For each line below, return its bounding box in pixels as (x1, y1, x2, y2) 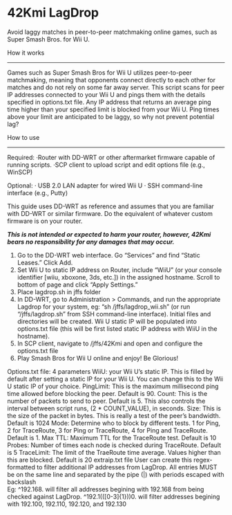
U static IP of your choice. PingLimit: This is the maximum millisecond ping (7, 382, 219, 390)
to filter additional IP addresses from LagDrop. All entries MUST (37, 462, 217, 471)
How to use (7, 133, 40, 141)
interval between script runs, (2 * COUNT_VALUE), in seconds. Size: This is (7, 404, 222, 413)
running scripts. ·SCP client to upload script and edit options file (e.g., (7, 161, 205, 169)
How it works (7, 48, 45, 57)
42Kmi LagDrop (7, 5, 99, 21)
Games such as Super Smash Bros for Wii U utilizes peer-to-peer (7, 68, 192, 77)
